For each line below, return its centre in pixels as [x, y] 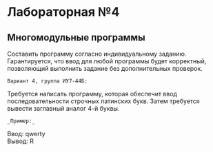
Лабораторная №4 [63, 12]
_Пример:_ [21, 121]
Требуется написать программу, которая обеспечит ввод [92, 94]
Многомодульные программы [77, 37]
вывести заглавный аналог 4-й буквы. [63, 108]
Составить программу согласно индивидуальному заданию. [97, 54]
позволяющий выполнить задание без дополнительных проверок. [105, 68]
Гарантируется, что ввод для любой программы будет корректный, [107, 61]
